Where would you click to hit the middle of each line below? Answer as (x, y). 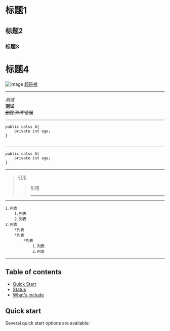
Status (19, 289)
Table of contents (33, 272)
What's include (28, 295)
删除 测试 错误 (19, 113)
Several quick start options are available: (48, 323)
